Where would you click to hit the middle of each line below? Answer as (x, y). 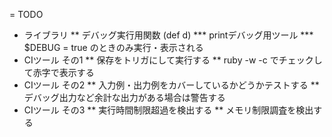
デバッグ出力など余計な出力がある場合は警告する (124, 97)
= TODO (26, 14)
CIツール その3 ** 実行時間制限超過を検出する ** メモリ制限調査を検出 (168, 110)
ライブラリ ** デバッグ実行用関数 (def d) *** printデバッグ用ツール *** (168, 35)
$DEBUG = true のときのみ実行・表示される (113, 47)
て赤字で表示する (59, 72)
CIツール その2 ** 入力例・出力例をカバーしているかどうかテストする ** (171, 85)
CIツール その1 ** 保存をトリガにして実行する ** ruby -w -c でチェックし (173, 60)
